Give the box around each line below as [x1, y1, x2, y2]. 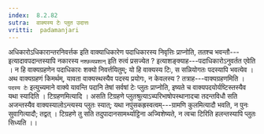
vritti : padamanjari [8, 26, 80, 34]
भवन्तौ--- [214, 48, 240, 57]
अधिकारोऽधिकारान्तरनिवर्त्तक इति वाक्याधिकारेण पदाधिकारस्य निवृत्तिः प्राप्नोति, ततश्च [8, 48, 214, 57]
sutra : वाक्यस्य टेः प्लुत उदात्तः [8, 19, 89, 27]
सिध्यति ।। [8, 118, 38, 128]
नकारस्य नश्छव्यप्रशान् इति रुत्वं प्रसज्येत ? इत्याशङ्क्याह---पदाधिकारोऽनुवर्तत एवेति [57, 56, 256, 66]
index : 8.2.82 [8, 11, 58, 20]
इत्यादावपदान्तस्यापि [8, 56, 56, 66]
